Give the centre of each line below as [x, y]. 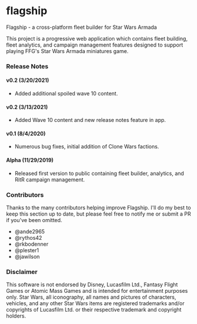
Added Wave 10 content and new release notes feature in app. [90, 120]
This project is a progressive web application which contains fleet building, [97, 38]
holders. [16, 316]
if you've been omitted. [34, 220]
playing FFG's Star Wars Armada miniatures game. [67, 51]
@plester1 [27, 250]
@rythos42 [28, 237]
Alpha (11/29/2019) [30, 160]
